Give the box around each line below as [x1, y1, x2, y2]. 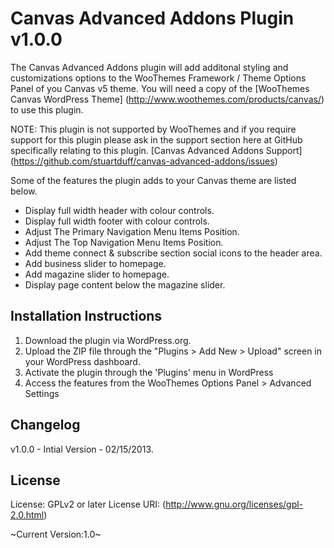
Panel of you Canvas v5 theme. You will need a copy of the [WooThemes [10, 82, 310, 94]
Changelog [10, 417, 81, 434]
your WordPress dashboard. [24, 355, 141, 367]
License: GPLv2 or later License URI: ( [10, 498, 167, 511]
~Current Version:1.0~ [10, 528, 102, 541]
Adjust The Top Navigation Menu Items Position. [24, 236, 224, 248]
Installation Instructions [10, 308, 163, 325]
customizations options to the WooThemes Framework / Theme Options [10, 72, 307, 84]
